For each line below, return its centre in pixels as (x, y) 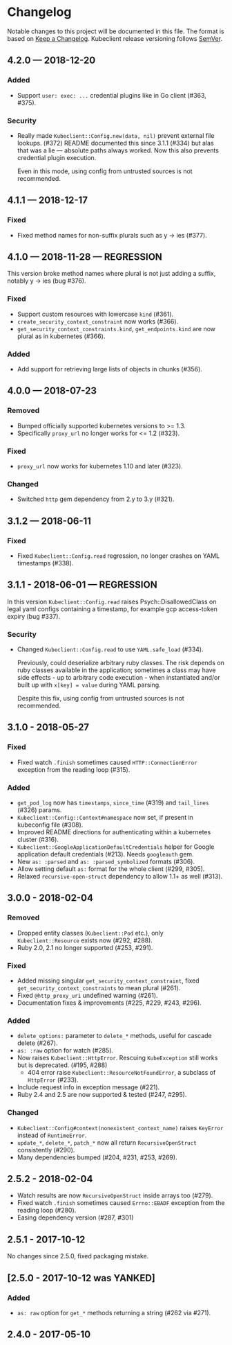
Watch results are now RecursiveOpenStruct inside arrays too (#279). (115, 1195)
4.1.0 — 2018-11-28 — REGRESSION (85, 257)
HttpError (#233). (53, 1080)
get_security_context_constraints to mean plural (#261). (99, 988)
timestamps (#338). (45, 563)
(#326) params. (39, 810)
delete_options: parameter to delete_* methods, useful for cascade (114, 1036)
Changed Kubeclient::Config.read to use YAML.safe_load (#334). (110, 649)
